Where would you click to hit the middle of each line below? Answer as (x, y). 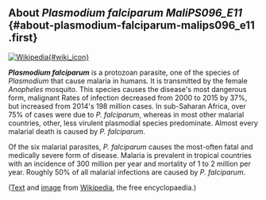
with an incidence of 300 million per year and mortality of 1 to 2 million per (130, 163)
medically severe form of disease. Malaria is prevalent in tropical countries (130, 155)
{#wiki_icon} (69, 57)
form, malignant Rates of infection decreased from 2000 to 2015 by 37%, (128, 98)
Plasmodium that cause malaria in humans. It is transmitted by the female (128, 81)
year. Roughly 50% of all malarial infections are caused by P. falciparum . (127, 172)
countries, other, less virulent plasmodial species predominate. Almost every (133, 123)
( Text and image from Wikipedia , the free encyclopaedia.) (102, 187)
